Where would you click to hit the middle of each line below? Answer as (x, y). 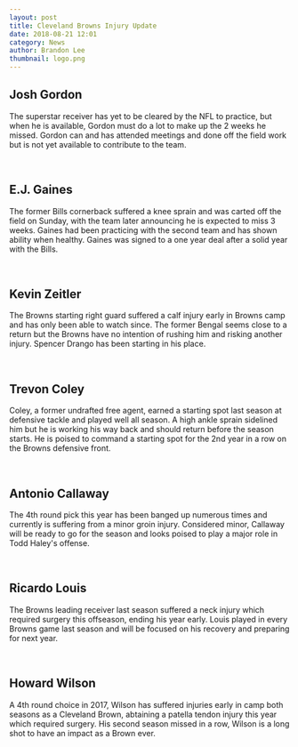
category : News (37, 42)
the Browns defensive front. (60, 448)
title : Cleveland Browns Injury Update (83, 26)
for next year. (34, 638)
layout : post (33, 17)
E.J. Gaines (41, 190)
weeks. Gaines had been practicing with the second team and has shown (143, 230)
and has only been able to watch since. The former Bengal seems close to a (148, 325)
